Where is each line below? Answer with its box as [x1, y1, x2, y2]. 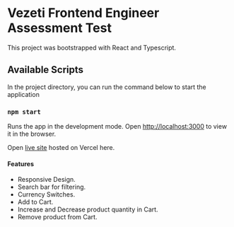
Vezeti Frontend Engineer [7, 5, 160, 21]
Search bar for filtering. [17, 182, 86, 192]
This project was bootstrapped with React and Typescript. [7, 43, 177, 52]
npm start [7, 107, 41, 116]
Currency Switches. [17, 190, 76, 199]
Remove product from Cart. [17, 213, 98, 221]
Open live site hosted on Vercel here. [7, 144, 115, 152]
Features [7, 159, 34, 168]
